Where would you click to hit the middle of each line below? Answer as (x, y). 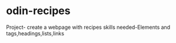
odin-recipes (38, 11)
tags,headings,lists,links (35, 33)
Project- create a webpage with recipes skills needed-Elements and (88, 27)
